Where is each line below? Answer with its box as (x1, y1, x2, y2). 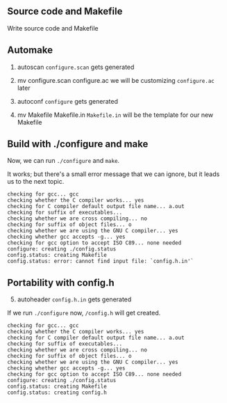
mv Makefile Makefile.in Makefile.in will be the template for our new (17, 111, 214, 119)
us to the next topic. (7, 177, 65, 186)
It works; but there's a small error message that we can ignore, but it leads (7, 170, 220, 178)
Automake (7, 45, 53, 56)
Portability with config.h (7, 276, 115, 288)
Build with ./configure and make (7, 139, 149, 150)
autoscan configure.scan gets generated (17, 63, 135, 71)
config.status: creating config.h (7, 389, 108, 396)
